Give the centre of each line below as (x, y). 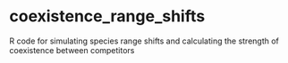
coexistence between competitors (72, 50)
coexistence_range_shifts (107, 16)
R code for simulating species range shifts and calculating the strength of (144, 41)
